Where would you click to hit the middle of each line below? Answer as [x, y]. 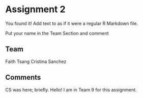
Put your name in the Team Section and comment [57, 33]
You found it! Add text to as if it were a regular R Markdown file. [72, 23]
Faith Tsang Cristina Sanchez [36, 61]
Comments [23, 77]
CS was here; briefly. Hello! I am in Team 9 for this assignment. [71, 89]
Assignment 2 [35, 9]
